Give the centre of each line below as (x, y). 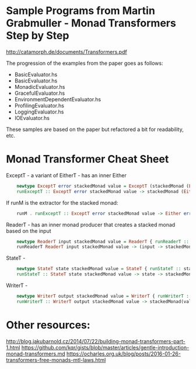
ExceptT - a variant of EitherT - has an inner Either (66, 175)
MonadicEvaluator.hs (40, 87)
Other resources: (48, 325)
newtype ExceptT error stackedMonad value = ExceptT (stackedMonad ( (103, 186)
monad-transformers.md (36, 354)
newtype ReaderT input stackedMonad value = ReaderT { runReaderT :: (103, 242)
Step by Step (38, 36)
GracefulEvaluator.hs (40, 93)
